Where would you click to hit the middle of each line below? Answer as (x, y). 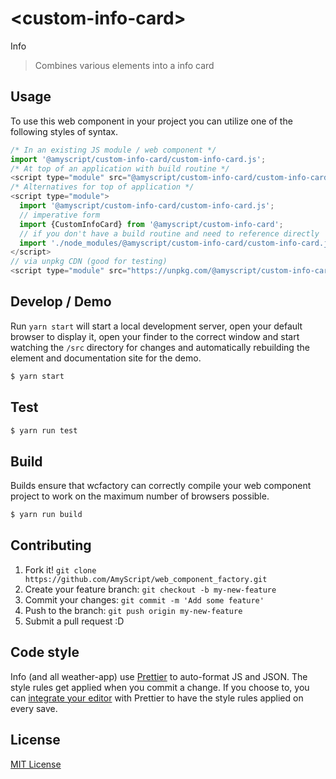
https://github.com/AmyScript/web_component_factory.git (146, 579)
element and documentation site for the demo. (106, 358)
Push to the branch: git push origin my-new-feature (133, 610)
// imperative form (60, 215)
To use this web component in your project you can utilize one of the (151, 121)
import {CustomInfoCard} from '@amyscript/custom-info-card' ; (151, 224)
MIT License (36, 764)
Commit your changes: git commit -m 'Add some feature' (144, 599)
